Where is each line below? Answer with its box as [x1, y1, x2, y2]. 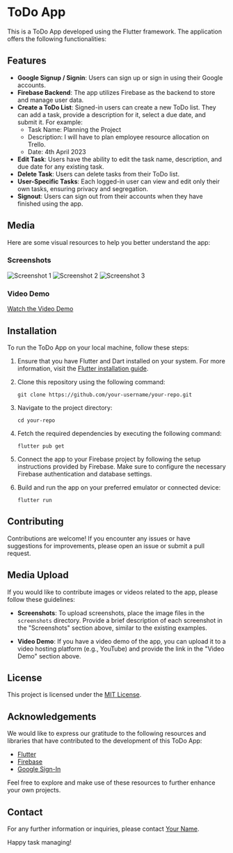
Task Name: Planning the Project [27, 125, 122, 133]
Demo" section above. [17, 651, 81, 660]
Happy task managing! [7, 838, 72, 847]
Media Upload [7, 569, 69, 581]
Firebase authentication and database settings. [17, 469, 152, 478]
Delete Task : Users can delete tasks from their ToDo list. [17, 169, 179, 178]
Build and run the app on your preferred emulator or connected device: [17, 483, 221, 492]
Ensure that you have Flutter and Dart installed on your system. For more [17, 356, 226, 365]
